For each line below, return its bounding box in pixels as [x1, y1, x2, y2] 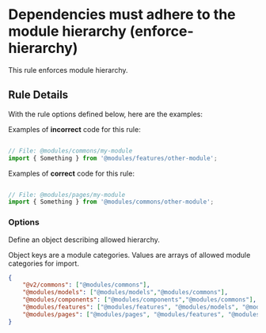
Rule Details [8, 89, 69, 102]
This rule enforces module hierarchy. [8, 65, 128, 74]
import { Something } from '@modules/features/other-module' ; [8, 154, 218, 162]
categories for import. [8, 259, 79, 268]
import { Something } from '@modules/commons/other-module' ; [8, 198, 215, 206]
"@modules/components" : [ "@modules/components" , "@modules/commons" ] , [22, 296, 257, 304]
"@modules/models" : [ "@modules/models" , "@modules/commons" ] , [22, 289, 228, 297]
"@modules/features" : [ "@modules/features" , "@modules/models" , [22, 303, 239, 312]
